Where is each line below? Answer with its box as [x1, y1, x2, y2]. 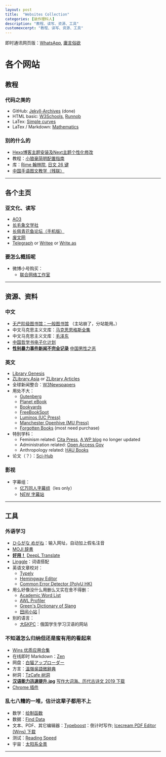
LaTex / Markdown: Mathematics [12, 124, 79, 129]
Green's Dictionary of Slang [19, 603, 77, 609]
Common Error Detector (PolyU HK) [19, 581, 92, 587]
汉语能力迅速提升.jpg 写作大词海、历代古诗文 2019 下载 [12, 678, 125, 684]
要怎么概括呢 [5, 253, 36, 260]
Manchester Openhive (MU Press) [19, 420, 89, 426]
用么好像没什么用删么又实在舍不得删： [12, 587, 90, 593]
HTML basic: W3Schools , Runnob [12, 114, 82, 119]
